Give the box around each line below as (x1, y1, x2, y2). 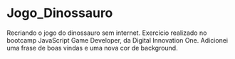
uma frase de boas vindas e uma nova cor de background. (6, 43, 179, 52)
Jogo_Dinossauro (6, 5, 113, 21)
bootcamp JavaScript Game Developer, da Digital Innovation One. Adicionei (6, 36, 229, 44)
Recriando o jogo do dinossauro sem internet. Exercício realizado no (6, 28, 207, 37)
